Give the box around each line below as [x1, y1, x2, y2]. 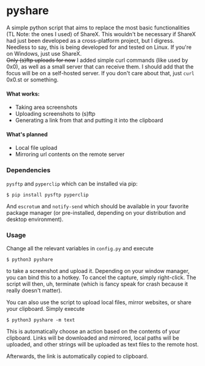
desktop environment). [6, 215, 64, 223]
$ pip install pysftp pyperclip [6, 192, 89, 198]
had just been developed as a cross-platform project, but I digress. [6, 37, 174, 44]
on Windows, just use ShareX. [6, 50, 82, 57]
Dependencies [6, 166, 51, 174]
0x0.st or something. [6, 76, 59, 83]
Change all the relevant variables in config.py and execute [6, 244, 154, 252]
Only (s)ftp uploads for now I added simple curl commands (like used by [6, 56, 188, 64]
